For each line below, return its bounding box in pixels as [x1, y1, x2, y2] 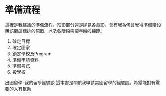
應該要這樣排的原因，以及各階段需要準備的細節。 [5, 28, 105, 33]
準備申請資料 [12, 57, 39, 63]
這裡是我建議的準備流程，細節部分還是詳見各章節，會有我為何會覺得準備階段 [5, 22, 161, 28]
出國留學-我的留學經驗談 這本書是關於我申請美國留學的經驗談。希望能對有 [5, 79, 156, 85]
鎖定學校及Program [12, 50, 52, 57]
